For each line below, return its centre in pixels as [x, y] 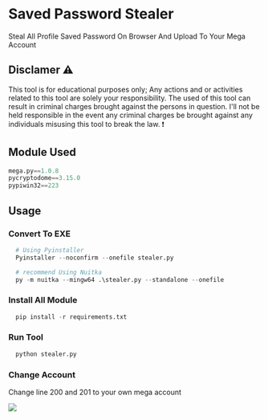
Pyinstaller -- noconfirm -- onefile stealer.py [95, 258]
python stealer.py [47, 354]
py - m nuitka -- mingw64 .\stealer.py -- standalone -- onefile [120, 279]
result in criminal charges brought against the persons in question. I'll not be [134, 106]
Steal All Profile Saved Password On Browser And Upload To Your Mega [127, 36]
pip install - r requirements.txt [71, 317]
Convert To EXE [39, 234]
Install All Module [43, 300]
